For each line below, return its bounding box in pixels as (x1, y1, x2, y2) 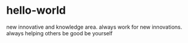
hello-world (6, 4, 66, 17)
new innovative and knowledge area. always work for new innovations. (6, 23, 183, 30)
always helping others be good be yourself (6, 29, 113, 36)
